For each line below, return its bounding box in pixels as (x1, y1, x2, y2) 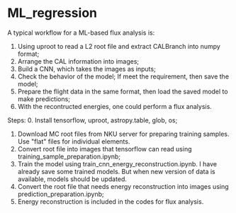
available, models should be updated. (17, 175, 128, 183)
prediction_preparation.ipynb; (17, 190, 104, 198)
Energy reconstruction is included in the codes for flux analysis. (17, 197, 204, 206)
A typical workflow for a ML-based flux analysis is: (7, 28, 155, 37)
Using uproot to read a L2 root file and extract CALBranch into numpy (17, 42, 221, 50)
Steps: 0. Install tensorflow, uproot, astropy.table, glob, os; (7, 115, 178, 125)
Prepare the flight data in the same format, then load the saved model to (17, 87, 228, 96)
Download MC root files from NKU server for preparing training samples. (17, 129, 230, 138)
